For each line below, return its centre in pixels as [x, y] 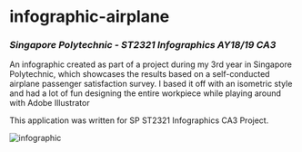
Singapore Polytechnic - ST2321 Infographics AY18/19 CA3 [143, 45]
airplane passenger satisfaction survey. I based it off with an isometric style [151, 84]
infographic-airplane [90, 17]
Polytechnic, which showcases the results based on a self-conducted [140, 74]
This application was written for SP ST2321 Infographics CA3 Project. [139, 120]
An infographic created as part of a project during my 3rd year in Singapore [151, 64]
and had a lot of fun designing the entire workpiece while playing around [146, 93]
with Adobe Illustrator [50, 103]
